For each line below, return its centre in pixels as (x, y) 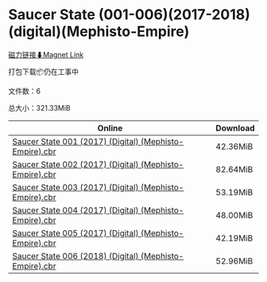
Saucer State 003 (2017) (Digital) (75, 187)
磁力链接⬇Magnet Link (46, 54)
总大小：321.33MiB (40, 108)
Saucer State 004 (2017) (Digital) (75, 210)
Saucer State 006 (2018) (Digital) (75, 256)
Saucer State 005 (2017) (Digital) (75, 233)
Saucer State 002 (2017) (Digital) (75, 164)
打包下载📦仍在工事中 (44, 71)
